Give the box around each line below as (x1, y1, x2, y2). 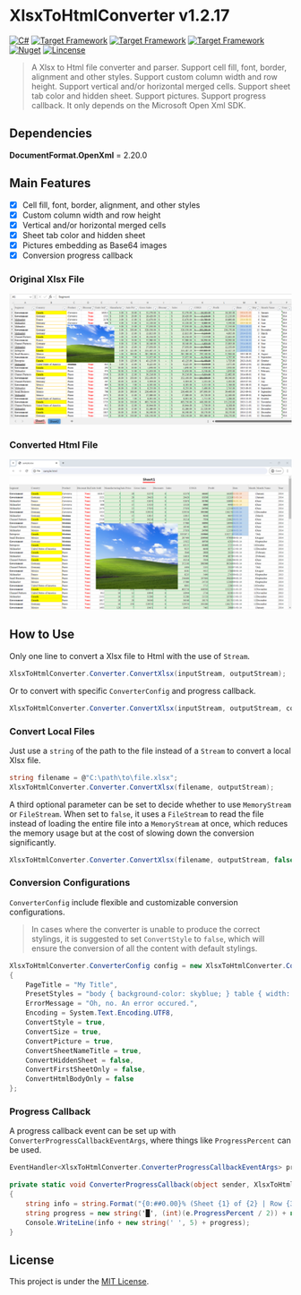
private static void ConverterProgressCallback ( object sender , (9, 1180, 251, 1189)
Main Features (9, 176, 91, 191)
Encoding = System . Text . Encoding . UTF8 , (25, 1008, 175, 1017)
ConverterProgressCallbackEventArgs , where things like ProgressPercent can (9, 1135, 291, 1146)
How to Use (9, 627, 75, 642)
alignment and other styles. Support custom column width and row (30, 71, 278, 81)
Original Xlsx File (9, 272, 85, 285)
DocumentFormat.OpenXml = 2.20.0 (9, 150, 148, 160)
